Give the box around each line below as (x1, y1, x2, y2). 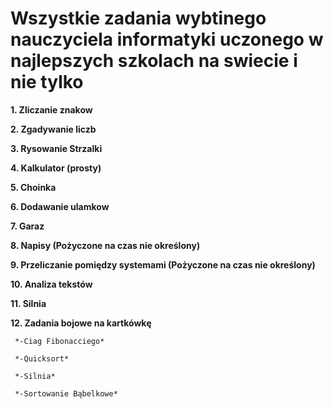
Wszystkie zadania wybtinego (10, 7, 267, 30)
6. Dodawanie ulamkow (10, 200, 110, 212)
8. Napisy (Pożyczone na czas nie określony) (10, 239, 201, 251)
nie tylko (10, 71, 84, 94)
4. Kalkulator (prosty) (10, 162, 102, 174)
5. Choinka (10, 181, 57, 193)
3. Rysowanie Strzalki (10, 142, 103, 154)
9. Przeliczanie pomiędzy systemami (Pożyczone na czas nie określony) (10, 258, 316, 271)
